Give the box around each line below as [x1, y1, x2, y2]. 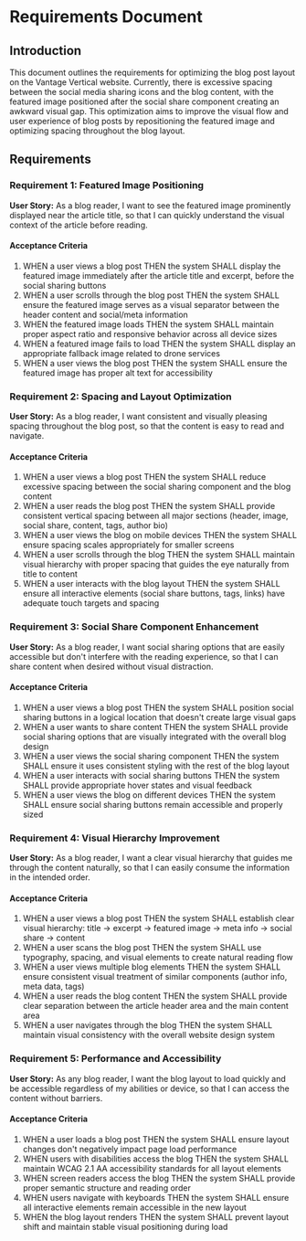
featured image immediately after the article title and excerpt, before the [22, 270, 295, 281]
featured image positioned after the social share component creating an [9, 96, 280, 107]
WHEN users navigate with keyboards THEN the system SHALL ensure [22, 1192, 290, 1203]
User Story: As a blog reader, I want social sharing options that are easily [9, 642, 285, 652]
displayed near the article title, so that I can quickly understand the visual [9, 209, 285, 220]
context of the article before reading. [9, 219, 148, 230]
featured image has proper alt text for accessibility [22, 367, 213, 378]
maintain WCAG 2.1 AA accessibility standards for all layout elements [22, 1162, 281, 1173]
